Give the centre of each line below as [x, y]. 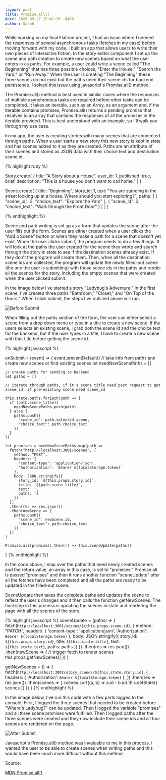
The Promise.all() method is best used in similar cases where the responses [82, 95]
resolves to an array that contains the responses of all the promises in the [80, 116]
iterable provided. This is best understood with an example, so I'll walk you [81, 121]
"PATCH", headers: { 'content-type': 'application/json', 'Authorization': [76, 631]
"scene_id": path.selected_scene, [54, 420]
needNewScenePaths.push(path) [45, 407]
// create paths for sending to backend [48, 372]
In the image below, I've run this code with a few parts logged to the [74, 698]
